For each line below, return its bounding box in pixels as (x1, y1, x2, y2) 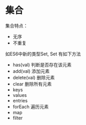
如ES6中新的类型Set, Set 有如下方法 (5, 51, 81, 57)
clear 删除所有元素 (12, 80, 52, 87)
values (12, 92, 27, 98)
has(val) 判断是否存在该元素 (12, 61, 72, 68)
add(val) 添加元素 (12, 68, 50, 74)
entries (12, 97, 28, 103)
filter (12, 115, 23, 121)
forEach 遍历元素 (12, 103, 49, 110)
